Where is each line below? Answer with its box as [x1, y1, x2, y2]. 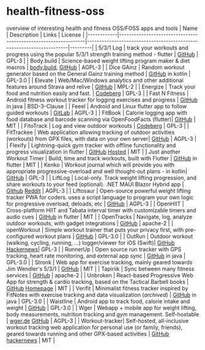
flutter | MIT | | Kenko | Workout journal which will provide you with [6, 161, 175, 168]
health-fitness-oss [6, 4, 105, 18]
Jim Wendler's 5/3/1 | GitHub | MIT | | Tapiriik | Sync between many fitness [6, 265, 195, 272]
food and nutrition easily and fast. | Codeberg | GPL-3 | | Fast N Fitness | [6, 89, 189, 97]
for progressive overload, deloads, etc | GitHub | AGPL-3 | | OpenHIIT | [6, 200, 185, 207]
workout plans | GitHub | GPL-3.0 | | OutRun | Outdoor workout [35, 233, 193, 240]
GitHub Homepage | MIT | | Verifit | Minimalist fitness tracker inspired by [6, 285, 188, 292]
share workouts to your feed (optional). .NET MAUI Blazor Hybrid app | [6, 181, 184, 188]
